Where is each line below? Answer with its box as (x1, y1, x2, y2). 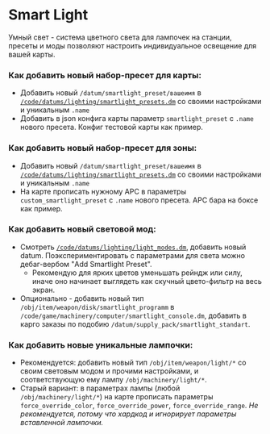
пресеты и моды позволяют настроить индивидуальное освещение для (8, 40, 257, 50)
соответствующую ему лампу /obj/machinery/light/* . (19, 375, 207, 385)
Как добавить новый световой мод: (8, 223, 157, 235)
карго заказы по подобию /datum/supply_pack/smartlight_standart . (19, 319, 251, 328)
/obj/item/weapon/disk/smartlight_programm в (19, 302, 175, 311)
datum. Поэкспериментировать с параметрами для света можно (19, 250, 246, 260)
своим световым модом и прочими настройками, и (19, 366, 199, 376)
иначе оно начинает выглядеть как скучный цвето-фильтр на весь (31, 276, 262, 286)
